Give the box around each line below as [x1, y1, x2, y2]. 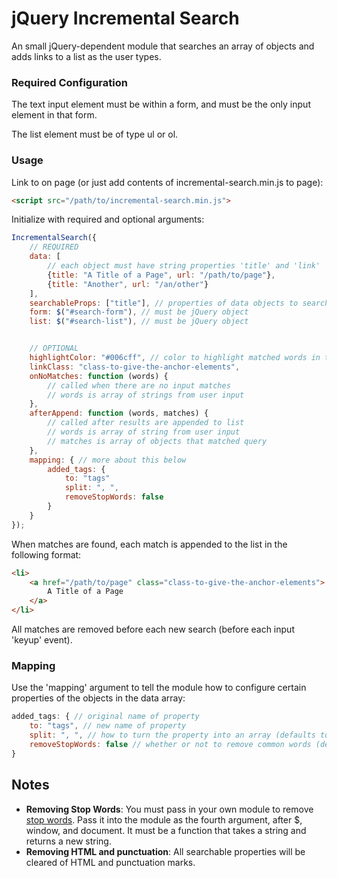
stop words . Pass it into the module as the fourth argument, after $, [25, 813, 303, 826]
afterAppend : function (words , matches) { [29, 408, 209, 419]
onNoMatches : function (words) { [29, 371, 169, 381]
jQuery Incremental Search [11, 7, 240, 30]
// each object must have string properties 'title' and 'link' [47, 261, 321, 271]
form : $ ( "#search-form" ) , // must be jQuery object [29, 307, 249, 317]
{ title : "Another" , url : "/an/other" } [47, 279, 209, 289]
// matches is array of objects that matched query [47, 436, 268, 446]
